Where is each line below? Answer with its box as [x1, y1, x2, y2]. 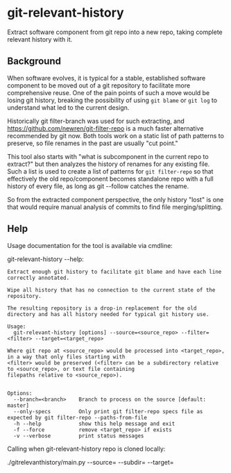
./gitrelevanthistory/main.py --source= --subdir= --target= [7, 458, 174, 466]
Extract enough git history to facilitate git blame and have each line [7, 268, 222, 275]
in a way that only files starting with [7, 353, 126, 360]
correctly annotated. [7, 274, 70, 281]
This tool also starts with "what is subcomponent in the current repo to [7, 152, 209, 160]
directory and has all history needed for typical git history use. [7, 310, 209, 317]
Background [7, 56, 61, 67]
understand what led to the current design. [7, 103, 130, 112]
